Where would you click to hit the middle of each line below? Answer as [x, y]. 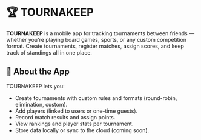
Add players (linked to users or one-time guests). [76, 111]
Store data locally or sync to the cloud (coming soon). [82, 130]
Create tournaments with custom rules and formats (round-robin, [96, 98]
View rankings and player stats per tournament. [74, 124]
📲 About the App [38, 72]
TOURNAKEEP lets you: [35, 86]
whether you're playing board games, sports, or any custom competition [96, 39]
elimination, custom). [41, 104]
